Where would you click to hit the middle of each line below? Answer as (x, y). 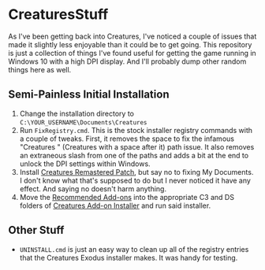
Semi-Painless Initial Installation (89, 95)
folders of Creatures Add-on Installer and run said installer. (115, 205)
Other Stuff (36, 230)
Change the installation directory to (77, 113)
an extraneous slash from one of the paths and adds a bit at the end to (134, 155)
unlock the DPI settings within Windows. (85, 164)
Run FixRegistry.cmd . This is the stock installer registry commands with (136, 130)
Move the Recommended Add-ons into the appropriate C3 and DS (127, 197)
